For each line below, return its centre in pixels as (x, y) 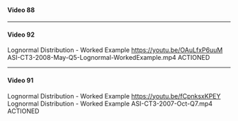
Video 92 (21, 34)
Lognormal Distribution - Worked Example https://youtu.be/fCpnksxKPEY (114, 96)
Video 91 (21, 80)
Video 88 (21, 10)
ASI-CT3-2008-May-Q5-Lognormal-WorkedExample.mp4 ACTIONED (109, 58)
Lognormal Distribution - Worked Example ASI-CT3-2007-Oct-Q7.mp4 (110, 103)
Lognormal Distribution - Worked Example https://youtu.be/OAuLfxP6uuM (115, 50)
